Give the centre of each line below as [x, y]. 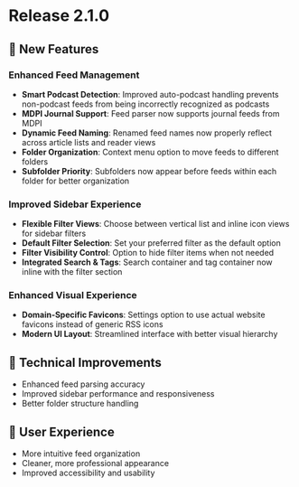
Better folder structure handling [80, 404]
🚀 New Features [54, 49]
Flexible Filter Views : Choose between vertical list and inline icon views [155, 224]
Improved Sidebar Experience [75, 204]
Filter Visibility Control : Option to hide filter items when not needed [148, 253]
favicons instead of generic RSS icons [92, 324]
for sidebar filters [54, 234]
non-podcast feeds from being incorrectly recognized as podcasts [145, 104]
